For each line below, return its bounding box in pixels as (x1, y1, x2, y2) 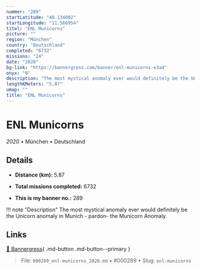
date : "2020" (6, 59, 39, 65)
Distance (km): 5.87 (14, 171, 65, 178)
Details (6, 155, 33, 165)
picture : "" (6, 31, 36, 37)
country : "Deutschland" (6, 43, 66, 48)
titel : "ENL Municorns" (6, 25, 66, 32)
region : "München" (6, 37, 52, 43)
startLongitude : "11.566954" (6, 20, 79, 26)
